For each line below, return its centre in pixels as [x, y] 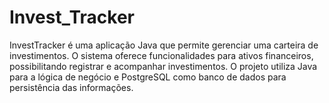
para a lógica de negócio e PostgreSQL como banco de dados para [148, 77]
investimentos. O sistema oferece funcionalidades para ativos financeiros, [161, 55]
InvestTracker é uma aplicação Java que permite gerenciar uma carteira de [164, 45]
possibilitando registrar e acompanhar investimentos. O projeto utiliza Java [163, 66]
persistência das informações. [71, 87]
